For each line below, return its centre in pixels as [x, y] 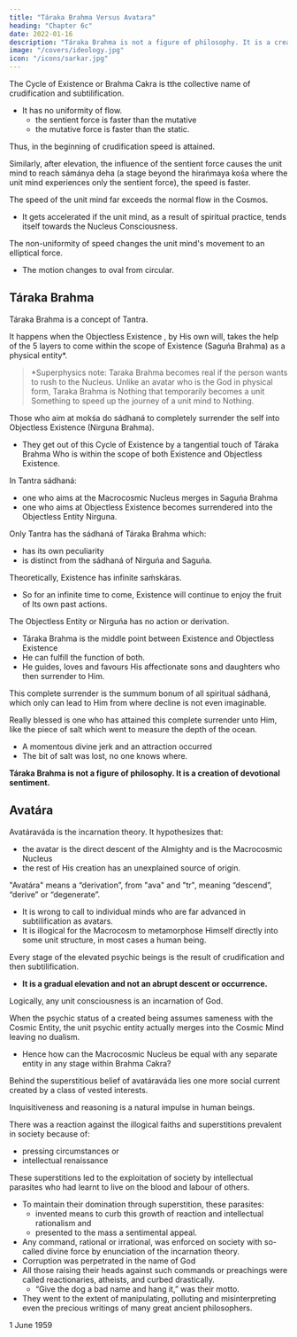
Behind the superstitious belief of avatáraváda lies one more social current [145, 1080]
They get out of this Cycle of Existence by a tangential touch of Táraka [150, 444]
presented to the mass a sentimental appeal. [116, 1232]
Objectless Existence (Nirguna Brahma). [82, 427]
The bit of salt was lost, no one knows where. [105, 755]
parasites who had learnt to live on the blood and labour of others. [129, 1187]
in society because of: [49, 1134]
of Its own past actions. [65, 604]
